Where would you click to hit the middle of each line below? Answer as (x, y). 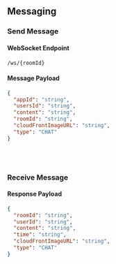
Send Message (33, 31)
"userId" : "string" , (43, 222)
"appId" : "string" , (42, 100)
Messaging (32, 12)
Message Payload (34, 78)
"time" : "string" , (40, 235)
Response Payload (35, 194)
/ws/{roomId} (26, 63)
